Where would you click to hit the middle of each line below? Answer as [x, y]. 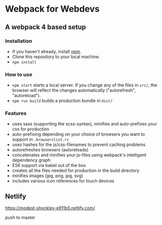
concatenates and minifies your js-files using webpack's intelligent [79, 155]
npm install [24, 62]
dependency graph [31, 160]
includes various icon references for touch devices [63, 181]
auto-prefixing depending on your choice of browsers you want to [79, 134]
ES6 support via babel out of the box [49, 165]
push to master [20, 218]
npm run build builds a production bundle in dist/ [62, 101]
